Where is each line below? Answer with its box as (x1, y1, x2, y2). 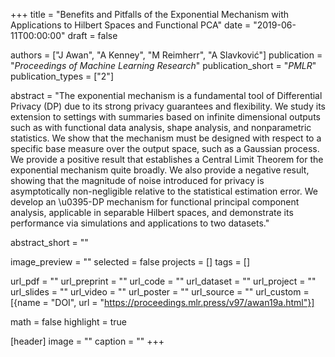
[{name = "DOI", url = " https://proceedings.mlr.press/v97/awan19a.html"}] (10, 297, 315, 308)
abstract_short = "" (10, 237, 89, 248)
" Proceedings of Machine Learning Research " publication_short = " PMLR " (10, 60, 317, 71)
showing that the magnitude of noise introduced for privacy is (10, 175, 265, 186)
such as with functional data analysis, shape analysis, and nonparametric (10, 122, 312, 133)
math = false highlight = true (10, 316, 128, 328)
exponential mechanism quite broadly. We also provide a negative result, (10, 164, 310, 176)
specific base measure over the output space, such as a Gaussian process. (10, 143, 320, 154)
